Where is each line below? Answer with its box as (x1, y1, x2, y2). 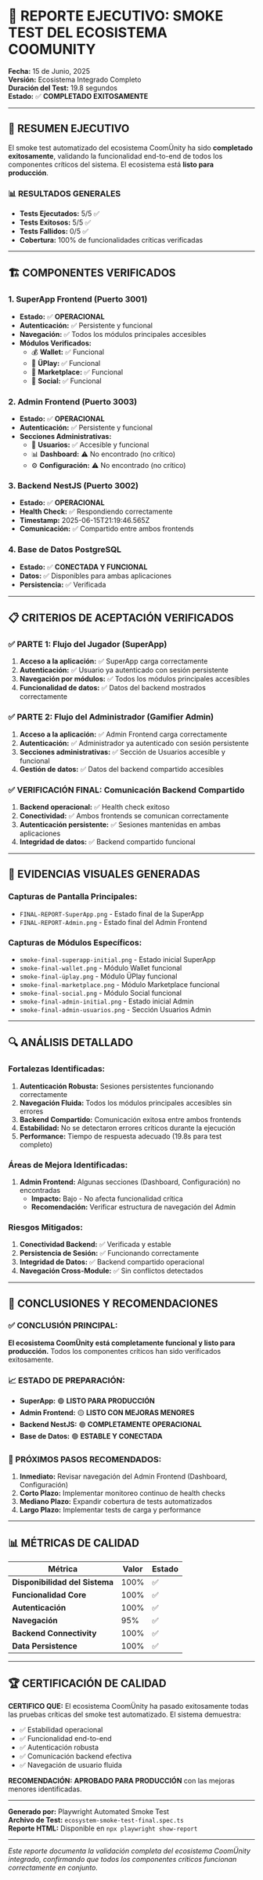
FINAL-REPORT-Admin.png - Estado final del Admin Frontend (19, 917, 207, 927)
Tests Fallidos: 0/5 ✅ (19, 227, 88, 236)
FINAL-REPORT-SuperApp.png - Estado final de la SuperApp (19, 909, 204, 918)
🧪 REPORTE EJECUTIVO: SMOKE (8, 7, 224, 25)
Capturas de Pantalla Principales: (8, 891, 138, 902)
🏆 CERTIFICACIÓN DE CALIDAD (8, 1677, 167, 1690)
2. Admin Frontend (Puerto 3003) (8, 396, 138, 407)
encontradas (19, 1185, 61, 1194)
